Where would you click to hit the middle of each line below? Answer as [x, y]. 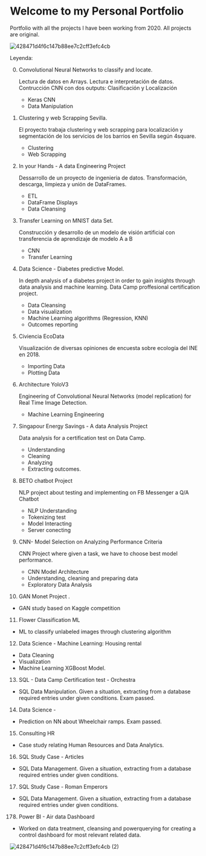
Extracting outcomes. [54, 469]
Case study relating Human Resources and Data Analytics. [91, 745]
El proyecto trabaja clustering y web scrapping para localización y [101, 129]
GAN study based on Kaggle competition [69, 608]
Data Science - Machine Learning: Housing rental [80, 643]
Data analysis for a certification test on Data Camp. [82, 437]
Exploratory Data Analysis [60, 584]
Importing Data [46, 366]
